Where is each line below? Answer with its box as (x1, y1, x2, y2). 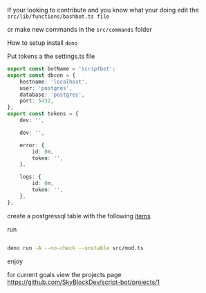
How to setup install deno (7, 39, 78, 47)
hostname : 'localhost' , (19, 78, 88, 85)
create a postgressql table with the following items (7, 211, 151, 220)
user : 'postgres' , (19, 84, 73, 92)
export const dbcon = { (7, 72, 76, 79)
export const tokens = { (7, 111, 79, 117)
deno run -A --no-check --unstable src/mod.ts (7, 245, 144, 252)
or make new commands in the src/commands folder (7, 26, 152, 33)
